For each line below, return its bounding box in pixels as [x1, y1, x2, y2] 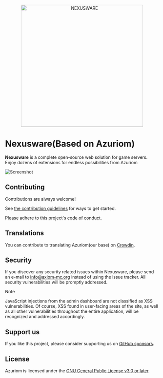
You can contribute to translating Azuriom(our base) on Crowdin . [5, 242, 135, 248]
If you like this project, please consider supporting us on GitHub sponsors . [5, 341, 155, 347]
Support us [5, 328, 40, 336]
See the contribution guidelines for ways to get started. [5, 205, 116, 211]
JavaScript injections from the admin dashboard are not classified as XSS [5, 298, 153, 304]
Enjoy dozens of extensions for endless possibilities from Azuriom [5, 159, 138, 165]
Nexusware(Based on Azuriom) [5, 138, 135, 150]
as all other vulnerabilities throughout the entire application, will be [5, 308, 139, 314]
